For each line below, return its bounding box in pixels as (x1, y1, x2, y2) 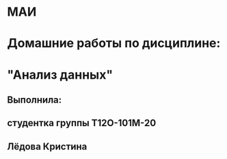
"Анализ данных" (7, 66, 113, 82)
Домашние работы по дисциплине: (7, 36, 221, 51)
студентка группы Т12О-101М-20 (7, 117, 157, 129)
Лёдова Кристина (7, 140, 88, 152)
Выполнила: (7, 94, 62, 106)
